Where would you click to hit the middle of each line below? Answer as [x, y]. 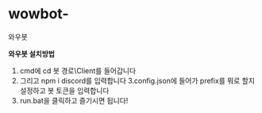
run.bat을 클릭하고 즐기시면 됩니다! [74, 100]
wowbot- [39, 14]
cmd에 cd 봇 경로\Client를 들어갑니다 [78, 70]
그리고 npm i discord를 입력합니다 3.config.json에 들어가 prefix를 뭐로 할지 [137, 80]
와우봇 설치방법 [32, 53]
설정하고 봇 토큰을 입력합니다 [64, 90]
